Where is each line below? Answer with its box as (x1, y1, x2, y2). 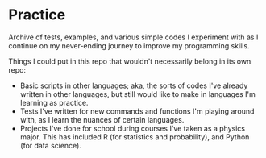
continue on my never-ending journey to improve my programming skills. (8, 40, 250, 50)
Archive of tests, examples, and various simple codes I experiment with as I (8, 32, 259, 42)
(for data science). (19, 140, 82, 150)
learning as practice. (19, 98, 89, 107)
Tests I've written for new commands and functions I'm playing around (19, 106, 255, 116)
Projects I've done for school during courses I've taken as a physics (19, 123, 246, 133)
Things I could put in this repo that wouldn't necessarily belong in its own (8, 56, 251, 66)
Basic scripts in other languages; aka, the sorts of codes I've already (19, 81, 248, 90)
